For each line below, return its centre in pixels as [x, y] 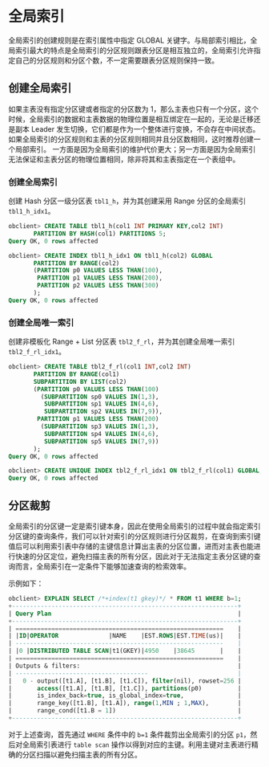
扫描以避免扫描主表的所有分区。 [88, 754]
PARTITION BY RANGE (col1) [76, 374]
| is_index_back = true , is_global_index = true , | [125, 696]
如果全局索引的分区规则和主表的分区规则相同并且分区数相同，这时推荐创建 [131, 139]
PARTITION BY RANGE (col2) [76, 263]
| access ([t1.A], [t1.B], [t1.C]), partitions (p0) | [125, 688]
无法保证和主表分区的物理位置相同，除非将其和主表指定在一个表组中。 [124, 159]
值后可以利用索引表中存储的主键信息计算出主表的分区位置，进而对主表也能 [131, 546]
